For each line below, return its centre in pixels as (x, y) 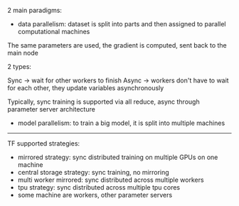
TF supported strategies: (44, 143)
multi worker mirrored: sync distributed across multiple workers (111, 180)
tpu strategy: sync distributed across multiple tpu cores (99, 187)
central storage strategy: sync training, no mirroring (93, 172)
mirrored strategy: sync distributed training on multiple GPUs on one (118, 157)
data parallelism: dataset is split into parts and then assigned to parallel (122, 24)
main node (23, 53)
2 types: (20, 66)
